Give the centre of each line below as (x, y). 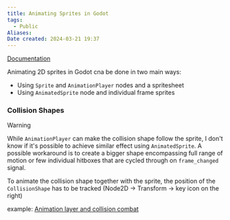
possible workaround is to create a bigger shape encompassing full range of (115, 153)
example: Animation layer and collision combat (73, 209)
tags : (15, 20)
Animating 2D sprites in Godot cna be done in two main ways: (94, 72)
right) (15, 196)
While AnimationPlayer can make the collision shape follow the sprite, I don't (115, 139)
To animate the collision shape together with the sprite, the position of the (112, 181)
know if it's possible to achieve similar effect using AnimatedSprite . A (105, 146)
